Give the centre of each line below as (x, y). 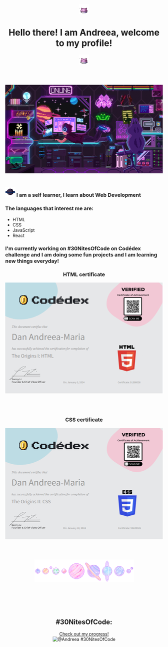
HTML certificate (84, 274)
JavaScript (23, 230)
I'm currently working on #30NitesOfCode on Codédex (73, 248)
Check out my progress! (84, 634)
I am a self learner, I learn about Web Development (79, 195)
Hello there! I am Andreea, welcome (84, 33)
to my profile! (84, 43)
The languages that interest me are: (49, 208)
